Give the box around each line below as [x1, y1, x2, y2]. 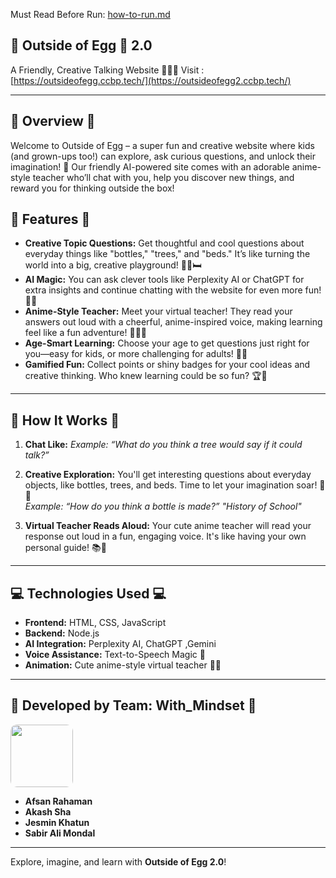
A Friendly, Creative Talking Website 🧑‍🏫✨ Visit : [10, 64, 205, 76]
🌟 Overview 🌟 [10, 113, 96, 130]
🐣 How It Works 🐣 [10, 412, 120, 429]
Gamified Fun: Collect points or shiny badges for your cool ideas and [24, 359, 311, 371]
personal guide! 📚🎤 [24, 542, 107, 554]
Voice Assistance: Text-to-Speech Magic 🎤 [24, 649, 206, 661]
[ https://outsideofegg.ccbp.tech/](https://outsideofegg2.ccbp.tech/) [10, 74, 292, 86]
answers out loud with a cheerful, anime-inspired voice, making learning [24, 316, 323, 328]
